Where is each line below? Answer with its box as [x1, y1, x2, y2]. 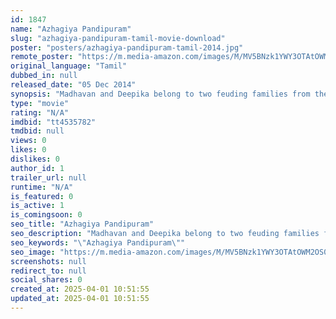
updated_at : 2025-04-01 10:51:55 [10, 294, 150, 304]
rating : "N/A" [10, 107, 70, 118]
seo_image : [10, 247, 56, 257]
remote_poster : [10, 52, 74, 62]
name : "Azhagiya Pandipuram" [10, 24, 132, 34]
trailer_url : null [10, 172, 87, 183]
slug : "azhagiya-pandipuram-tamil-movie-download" [10, 33, 226, 43]
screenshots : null [10, 256, 87, 266]
